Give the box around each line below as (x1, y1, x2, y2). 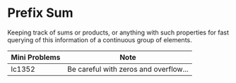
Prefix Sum (7, 5, 73, 21)
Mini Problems (11, 52, 61, 62)
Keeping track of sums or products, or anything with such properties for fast (7, 28, 230, 37)
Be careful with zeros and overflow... (66, 64, 189, 74)
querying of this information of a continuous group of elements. (7, 35, 192, 44)
